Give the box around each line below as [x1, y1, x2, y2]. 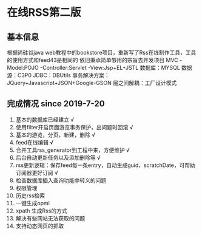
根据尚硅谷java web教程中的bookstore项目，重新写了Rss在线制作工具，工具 [7, 49, 197, 56]
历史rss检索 [15, 192, 45, 199]
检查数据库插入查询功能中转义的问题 [15, 177, 107, 184]
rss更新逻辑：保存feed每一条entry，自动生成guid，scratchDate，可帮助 [15, 162, 196, 169]
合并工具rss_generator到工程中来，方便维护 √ [15, 146, 130, 154]
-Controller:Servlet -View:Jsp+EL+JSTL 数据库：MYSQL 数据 [39, 64, 193, 71]
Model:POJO [7, 64, 39, 71]
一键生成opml [15, 199, 50, 206]
